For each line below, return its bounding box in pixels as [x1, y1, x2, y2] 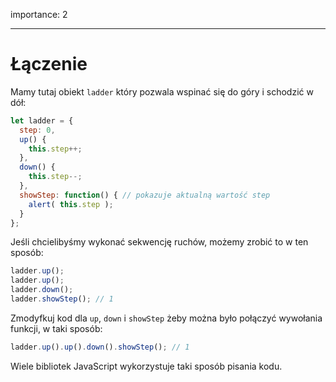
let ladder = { [10, 115, 74, 126]
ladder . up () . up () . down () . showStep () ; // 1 [10, 342, 190, 352]
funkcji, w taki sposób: [10, 322, 103, 334]
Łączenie [10, 53, 88, 76]
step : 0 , [19, 125, 56, 135]
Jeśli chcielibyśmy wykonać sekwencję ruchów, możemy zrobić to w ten [10, 236, 309, 248]
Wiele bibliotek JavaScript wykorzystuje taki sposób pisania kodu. [10, 360, 283, 372]
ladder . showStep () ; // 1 [10, 294, 114, 304]
